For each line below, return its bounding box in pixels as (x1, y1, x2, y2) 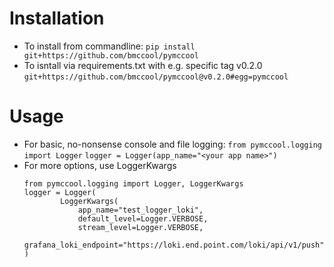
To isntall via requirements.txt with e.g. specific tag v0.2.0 (23, 59, 263, 71)
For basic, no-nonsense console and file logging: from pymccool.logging (23, 138, 322, 150)
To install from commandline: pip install (23, 40, 196, 52)
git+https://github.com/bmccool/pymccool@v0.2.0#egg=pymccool (23, 72, 289, 82)
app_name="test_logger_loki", (77, 205, 204, 215)
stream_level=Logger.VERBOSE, (77, 222, 204, 232)
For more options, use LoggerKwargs (23, 159, 177, 171)
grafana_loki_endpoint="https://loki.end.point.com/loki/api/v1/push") (23, 240, 329, 250)
